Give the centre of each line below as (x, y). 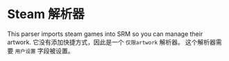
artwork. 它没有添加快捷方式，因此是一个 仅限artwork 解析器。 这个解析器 (112, 42)
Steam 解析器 (46, 14)
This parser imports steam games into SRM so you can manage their (105, 34)
